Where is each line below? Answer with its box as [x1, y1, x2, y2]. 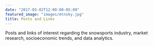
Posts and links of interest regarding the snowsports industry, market [5, 30, 148, 36]
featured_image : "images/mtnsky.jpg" [5, 12, 84, 17]
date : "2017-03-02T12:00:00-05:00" [5, 7, 80, 12]
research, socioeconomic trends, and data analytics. [5, 35, 114, 41]
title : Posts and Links [5, 16, 55, 21]
